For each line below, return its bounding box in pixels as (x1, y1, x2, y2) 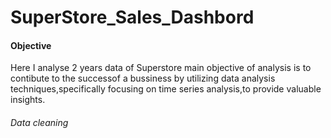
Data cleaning (10, 116, 69, 128)
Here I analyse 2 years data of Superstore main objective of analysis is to (10, 62, 312, 74)
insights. (10, 94, 46, 106)
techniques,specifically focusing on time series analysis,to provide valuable (10, 83, 322, 95)
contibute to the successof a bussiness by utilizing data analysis (10, 72, 276, 85)
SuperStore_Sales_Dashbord (10, 6, 255, 29)
